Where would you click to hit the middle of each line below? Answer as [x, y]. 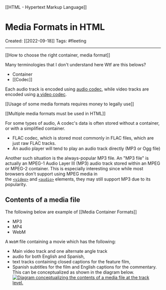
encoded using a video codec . [36, 94]
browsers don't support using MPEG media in [51, 174]
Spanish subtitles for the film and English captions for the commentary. [84, 267]
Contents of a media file [43, 200]
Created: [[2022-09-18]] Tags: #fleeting [46, 41]
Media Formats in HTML [55, 27]
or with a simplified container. [35, 128]
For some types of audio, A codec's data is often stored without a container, [82, 123]
